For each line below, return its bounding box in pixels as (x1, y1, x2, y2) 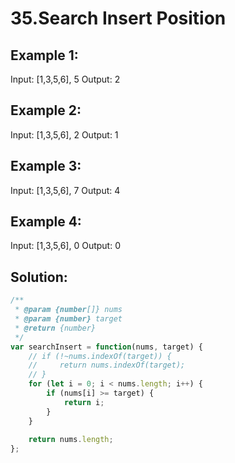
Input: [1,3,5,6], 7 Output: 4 (10, 184, 121, 196)
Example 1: (10, 47, 79, 64)
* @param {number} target (14, 314, 123, 324)
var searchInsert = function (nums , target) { (10, 342, 203, 352)
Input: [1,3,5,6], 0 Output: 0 (10, 240, 121, 252)
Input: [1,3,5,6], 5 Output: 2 (10, 73, 121, 85)
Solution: (10, 268, 68, 286)
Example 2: (10, 102, 82, 119)
